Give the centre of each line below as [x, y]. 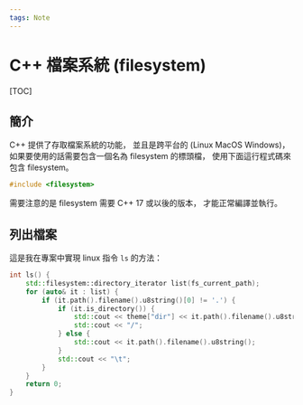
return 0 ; [44, 384]
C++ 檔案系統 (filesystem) [108, 65]
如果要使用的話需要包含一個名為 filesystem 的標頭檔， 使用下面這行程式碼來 [150, 156]
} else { [74, 334]
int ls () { [30, 275]
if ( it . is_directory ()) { [106, 308]
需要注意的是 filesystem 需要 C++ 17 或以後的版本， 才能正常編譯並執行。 [146, 203]
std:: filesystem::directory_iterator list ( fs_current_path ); [142, 283]
